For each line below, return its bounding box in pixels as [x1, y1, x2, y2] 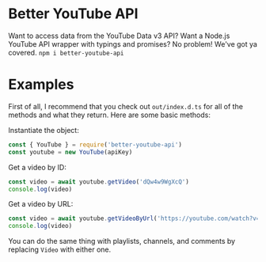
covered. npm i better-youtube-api [8, 47, 124, 57]
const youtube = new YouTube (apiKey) [8, 148, 133, 156]
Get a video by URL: [8, 199, 74, 209]
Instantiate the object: [8, 125, 79, 135]
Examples [8, 76, 74, 93]
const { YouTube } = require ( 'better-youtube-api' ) [8, 140, 182, 149]
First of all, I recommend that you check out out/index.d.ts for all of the [8, 101, 244, 111]
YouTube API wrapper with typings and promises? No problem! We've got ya [8, 39, 257, 48]
